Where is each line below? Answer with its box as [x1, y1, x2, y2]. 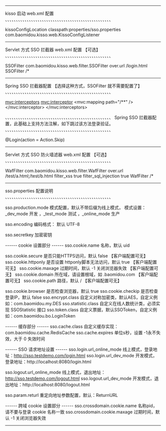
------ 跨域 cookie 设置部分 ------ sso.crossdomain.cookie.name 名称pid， [5, 403, 158, 409]
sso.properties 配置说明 [5, 188, 53, 194]
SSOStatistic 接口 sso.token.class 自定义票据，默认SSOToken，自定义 [10, 307, 153, 313]
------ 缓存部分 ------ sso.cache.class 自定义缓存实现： [5, 323, 119, 329]
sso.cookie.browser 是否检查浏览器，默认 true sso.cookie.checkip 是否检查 [5, 288, 158, 294]
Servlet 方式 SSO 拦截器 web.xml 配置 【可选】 [5, 47, 101, 53]
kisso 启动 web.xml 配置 [5, 10, 54, 16]
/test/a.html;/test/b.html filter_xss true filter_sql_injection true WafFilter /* [5, 173, 154, 179]
